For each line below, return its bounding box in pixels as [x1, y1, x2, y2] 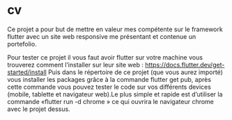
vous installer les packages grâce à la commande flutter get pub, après [7, 75, 211, 83]
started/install [7, 68, 47, 76]
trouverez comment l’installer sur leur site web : [7, 60, 144, 69]
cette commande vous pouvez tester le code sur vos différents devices [7, 83, 211, 91]
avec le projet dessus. [7, 105, 71, 113]
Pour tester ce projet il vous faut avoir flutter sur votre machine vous [7, 53, 203, 61]
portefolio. [7, 40, 37, 48]
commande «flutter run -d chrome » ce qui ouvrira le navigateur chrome [7, 97, 215, 105]
